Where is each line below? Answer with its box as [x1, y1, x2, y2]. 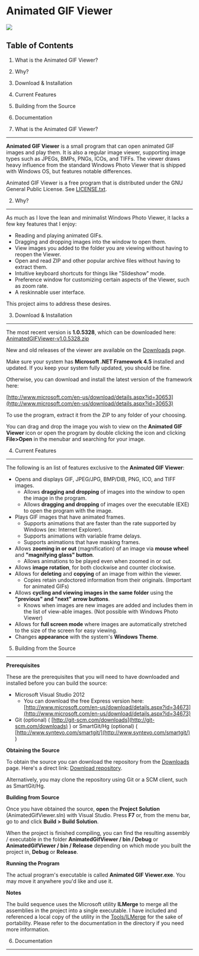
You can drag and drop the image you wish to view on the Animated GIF [6, 423, 182, 430]
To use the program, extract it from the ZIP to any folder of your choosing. [6, 411, 187, 418]
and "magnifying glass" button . [14, 551, 95, 558]
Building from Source [6, 793, 60, 801]
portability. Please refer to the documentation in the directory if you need [6, 919, 184, 926]
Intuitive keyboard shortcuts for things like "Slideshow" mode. [14, 269, 166, 277]
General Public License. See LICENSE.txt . [6, 185, 107, 192]
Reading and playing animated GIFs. [14, 231, 103, 239]
